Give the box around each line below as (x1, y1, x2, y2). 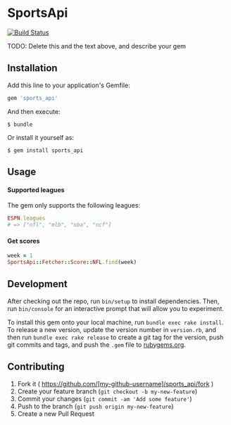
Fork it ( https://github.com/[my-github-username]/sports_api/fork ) (17, 379, 214, 388)
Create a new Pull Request (17, 410, 95, 418)
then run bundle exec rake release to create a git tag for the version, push (7, 333, 224, 341)
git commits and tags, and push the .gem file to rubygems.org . (7, 340, 187, 349)
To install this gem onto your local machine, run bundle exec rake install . (7, 318, 224, 326)
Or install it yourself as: (7, 133, 74, 141)
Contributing (7, 361, 65, 373)
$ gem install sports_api (7, 146, 83, 154)
